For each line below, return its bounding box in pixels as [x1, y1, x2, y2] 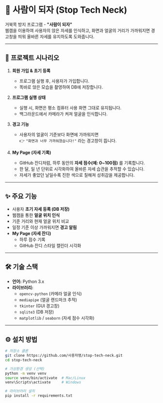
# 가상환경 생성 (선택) [5, 366, 45, 371]
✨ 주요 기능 [5, 192, 37, 201]
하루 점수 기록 [19, 237, 46, 242]
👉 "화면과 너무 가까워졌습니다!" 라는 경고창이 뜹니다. [19, 137, 117, 144]
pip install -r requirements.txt [5, 393, 73, 398]
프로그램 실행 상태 [12, 94, 46, 100]
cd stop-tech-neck [5, 357, 42, 363]
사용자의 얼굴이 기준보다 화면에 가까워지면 [19, 131, 99, 137]
